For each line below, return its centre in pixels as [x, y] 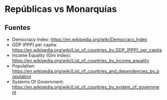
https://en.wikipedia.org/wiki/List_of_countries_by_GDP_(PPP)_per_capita [87, 50]
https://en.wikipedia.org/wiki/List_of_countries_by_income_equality [81, 60]
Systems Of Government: [38, 82]
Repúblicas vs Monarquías [61, 9]
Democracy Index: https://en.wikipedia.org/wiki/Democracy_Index [80, 39]
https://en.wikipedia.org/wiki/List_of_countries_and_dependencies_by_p [86, 71]
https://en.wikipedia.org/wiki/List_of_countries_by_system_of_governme [86, 87]
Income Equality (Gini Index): [41, 55]
